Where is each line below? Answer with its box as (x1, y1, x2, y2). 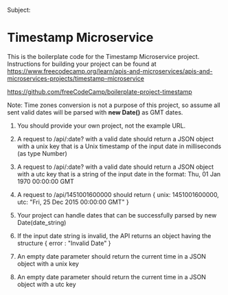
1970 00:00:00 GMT (16, 177, 74, 185)
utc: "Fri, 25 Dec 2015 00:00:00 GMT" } (16, 198, 129, 206)
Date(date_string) (16, 218, 67, 226)
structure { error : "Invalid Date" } (16, 239, 111, 247)
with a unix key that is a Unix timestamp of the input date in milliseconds (16, 142, 222, 150)
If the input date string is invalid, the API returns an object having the (16, 231, 212, 239)
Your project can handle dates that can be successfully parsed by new (16, 211, 217, 219)
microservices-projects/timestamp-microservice (7, 74, 144, 82)
